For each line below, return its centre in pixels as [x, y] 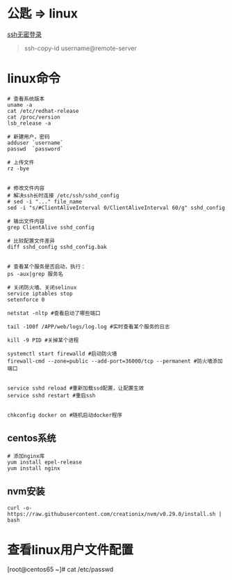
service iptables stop [40, 293]
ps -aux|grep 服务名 [35, 274]
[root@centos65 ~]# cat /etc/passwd [60, 570]
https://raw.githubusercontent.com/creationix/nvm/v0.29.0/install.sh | [115, 514]
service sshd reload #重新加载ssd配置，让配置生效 [76, 388]
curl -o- [20, 508]
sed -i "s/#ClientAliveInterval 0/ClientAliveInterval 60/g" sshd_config [116, 208]
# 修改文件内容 [26, 188]
